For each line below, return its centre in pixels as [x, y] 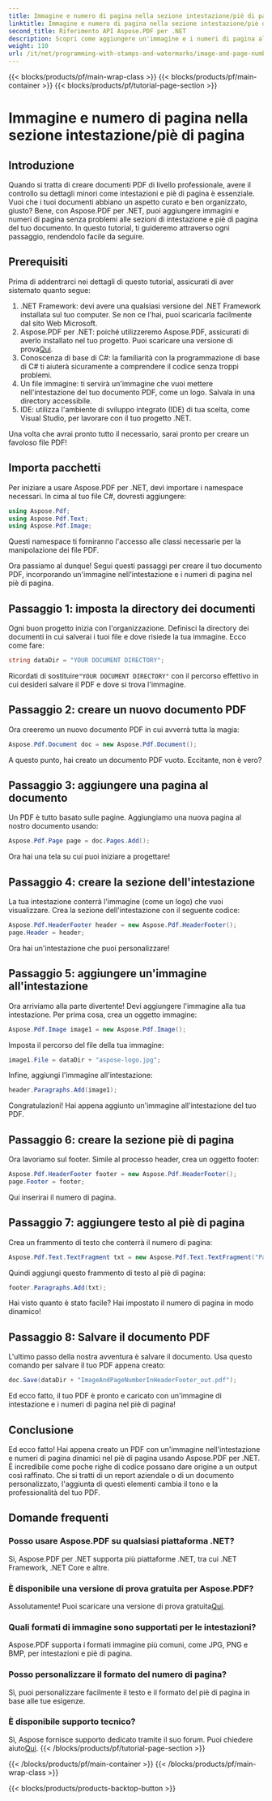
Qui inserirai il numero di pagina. [62, 1197]
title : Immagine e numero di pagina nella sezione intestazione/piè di [132, 16]
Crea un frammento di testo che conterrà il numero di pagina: [110, 1242]
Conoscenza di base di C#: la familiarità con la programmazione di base [140, 357]
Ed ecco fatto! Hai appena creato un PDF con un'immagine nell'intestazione [134, 1449]
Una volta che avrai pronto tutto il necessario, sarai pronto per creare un [129, 433]
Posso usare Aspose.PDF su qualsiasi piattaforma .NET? [121, 1541]
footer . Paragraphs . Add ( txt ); [57, 1287]
